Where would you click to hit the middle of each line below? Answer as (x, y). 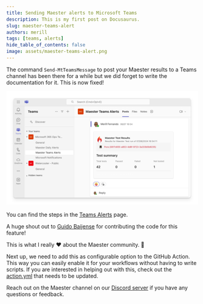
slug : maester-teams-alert (40, 26)
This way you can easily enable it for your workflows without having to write (101, 263)
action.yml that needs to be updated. (52, 276)
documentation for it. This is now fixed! (55, 82)
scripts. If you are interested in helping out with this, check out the (89, 270)
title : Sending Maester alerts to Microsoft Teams (72, 13)
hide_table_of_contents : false (46, 45)
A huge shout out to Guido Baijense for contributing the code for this (92, 227)
